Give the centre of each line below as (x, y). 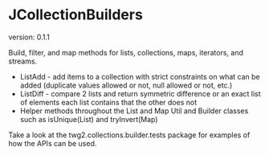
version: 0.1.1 (29, 37)
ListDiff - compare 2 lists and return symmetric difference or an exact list (140, 93)
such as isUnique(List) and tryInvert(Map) (89, 119)
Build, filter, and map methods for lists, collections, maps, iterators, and (126, 52)
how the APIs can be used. (53, 143)
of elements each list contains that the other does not (108, 102)
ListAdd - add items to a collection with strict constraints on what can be (140, 76)
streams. (23, 61)
